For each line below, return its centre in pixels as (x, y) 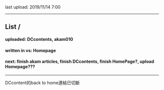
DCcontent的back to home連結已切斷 (42, 83)
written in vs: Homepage (31, 50)
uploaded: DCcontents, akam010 (39, 39)
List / (13, 27)
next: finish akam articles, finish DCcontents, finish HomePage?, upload (80, 62)
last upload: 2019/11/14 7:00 (33, 7)
